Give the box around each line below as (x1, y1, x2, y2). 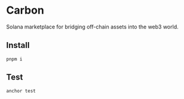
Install (6, 40, 30, 50)
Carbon (6, 4, 45, 17)
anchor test (6, 88, 36, 94)
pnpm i (6, 56, 23, 62)
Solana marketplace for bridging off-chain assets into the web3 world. (6, 23, 179, 30)
